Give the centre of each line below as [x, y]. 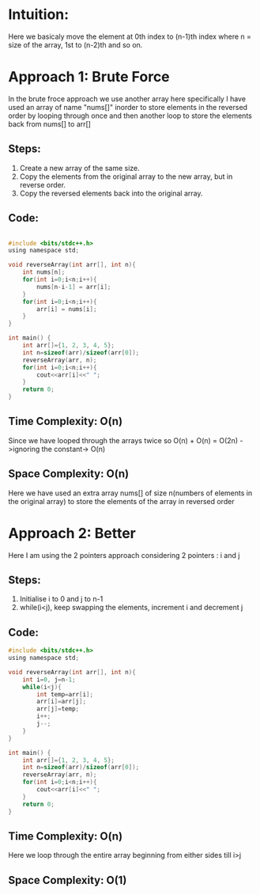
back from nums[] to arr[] [49, 123]
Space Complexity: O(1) [68, 880]
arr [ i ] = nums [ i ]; [67, 309]
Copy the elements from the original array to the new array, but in [126, 176]
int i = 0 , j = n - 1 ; [49, 679]
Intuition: [39, 15]
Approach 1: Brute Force [89, 77]
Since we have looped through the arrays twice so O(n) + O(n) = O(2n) [123, 440]
